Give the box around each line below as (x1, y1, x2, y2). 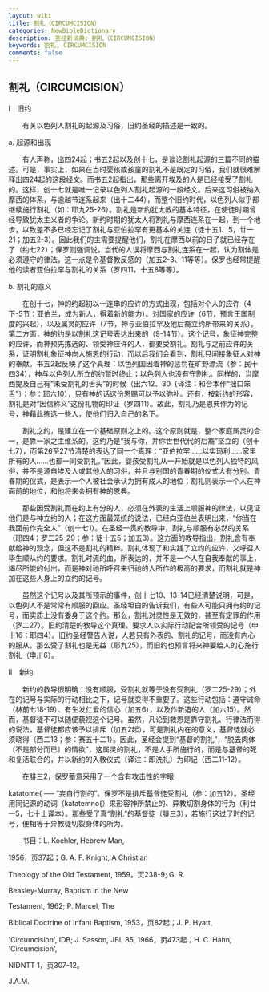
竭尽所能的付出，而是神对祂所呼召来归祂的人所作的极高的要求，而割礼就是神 (8, 563, 261, 573)
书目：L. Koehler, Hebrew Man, (22, 835, 125, 845)
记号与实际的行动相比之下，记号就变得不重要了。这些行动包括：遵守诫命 (22, 694, 261, 704)
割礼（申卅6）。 (8, 650, 58, 659)
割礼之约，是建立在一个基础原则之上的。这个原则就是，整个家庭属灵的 (22, 425, 254, 435)
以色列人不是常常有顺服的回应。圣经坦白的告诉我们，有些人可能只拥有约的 (8, 600, 254, 610)
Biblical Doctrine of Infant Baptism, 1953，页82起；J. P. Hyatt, (8, 917, 213, 927)
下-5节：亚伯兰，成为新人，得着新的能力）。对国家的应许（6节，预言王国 (8, 308, 248, 318)
